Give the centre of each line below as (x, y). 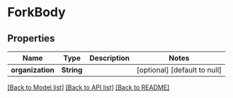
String (72, 70)
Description (109, 58)
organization (33, 70)
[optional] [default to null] (179, 70)
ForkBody (36, 12)
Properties (31, 38)
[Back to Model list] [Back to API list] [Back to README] (89, 87)
